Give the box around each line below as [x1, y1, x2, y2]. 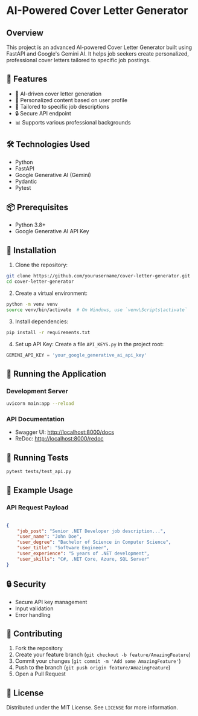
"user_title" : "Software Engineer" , [17, 545, 110, 551]
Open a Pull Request [14, 670, 66, 677]
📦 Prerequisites [6, 202, 69, 213]
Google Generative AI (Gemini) [14, 171, 92, 178]
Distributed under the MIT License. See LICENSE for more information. [6, 704, 178, 711]
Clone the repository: [14, 261, 68, 269]
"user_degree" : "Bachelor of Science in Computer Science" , [17, 539, 171, 546]
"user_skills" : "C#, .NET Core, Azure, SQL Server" [17, 556, 150, 562]
